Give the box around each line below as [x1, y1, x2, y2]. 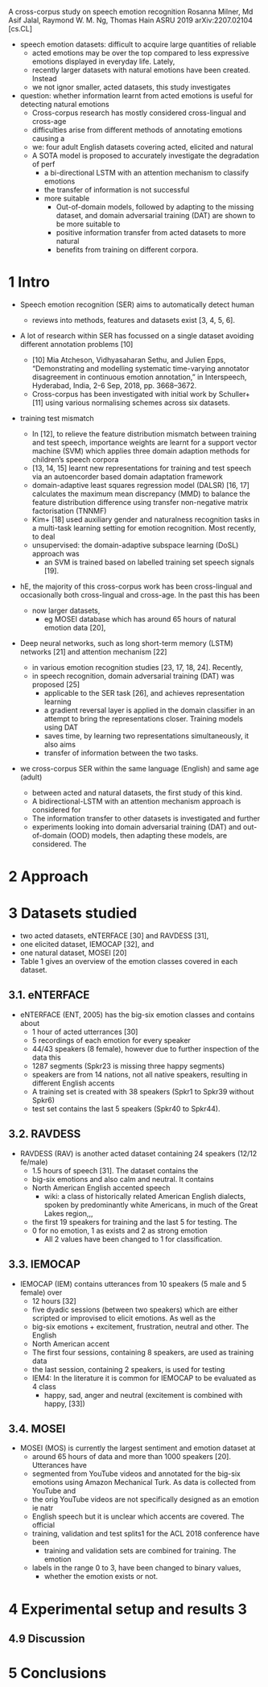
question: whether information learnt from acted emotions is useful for [19, 91, 254, 100]
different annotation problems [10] [19, 339, 134, 349]
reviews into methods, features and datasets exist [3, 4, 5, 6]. [31, 315, 236, 325]
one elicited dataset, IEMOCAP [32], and [19, 940, 155, 949]
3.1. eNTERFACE [8, 988, 90, 1002]
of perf [31, 159, 56, 168]
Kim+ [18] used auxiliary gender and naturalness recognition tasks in [31, 515, 260, 524]
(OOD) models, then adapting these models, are [68, 830, 228, 840]
